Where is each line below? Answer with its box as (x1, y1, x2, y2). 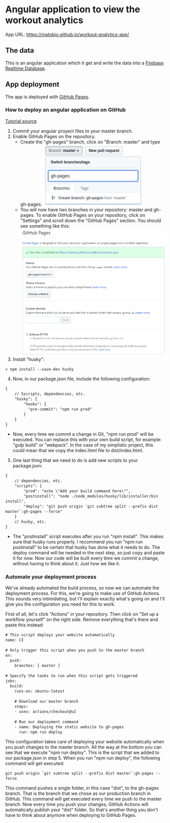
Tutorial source (5, 118, 37, 124)
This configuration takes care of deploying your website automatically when (5, 739, 164, 745)
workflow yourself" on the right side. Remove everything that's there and (5, 616, 158, 622)
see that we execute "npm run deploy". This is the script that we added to (5, 749, 159, 755)
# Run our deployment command (14, 720, 79, 725)
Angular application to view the (5, 4, 140, 15)
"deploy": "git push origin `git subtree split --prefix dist (23, 504, 158, 509)
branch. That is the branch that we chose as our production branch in (5, 790, 151, 796)
